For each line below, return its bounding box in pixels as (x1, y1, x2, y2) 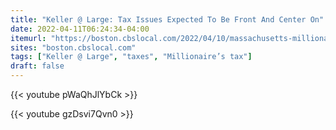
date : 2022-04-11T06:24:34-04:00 (10, 24, 150, 34)
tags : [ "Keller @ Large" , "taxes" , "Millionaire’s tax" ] (10, 52, 253, 62)
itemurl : (10, 33, 47, 43)
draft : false (10, 61, 65, 71)
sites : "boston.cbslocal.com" (10, 42, 137, 53)
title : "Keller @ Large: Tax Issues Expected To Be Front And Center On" (10, 14, 325, 25)
